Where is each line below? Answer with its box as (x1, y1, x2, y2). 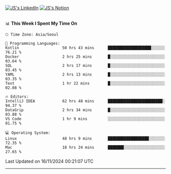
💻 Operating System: (5, 130, 51, 135)
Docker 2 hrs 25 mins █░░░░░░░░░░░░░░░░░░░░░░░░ (5, 54, 165, 59)
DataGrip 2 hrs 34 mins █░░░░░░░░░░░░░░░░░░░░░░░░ (5, 108, 165, 113)
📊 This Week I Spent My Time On (5, 20, 77, 26)
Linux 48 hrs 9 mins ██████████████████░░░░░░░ (5, 136, 165, 141)
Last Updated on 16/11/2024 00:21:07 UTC (5, 158, 94, 164)
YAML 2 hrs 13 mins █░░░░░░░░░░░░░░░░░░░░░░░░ (5, 72, 165, 77)
